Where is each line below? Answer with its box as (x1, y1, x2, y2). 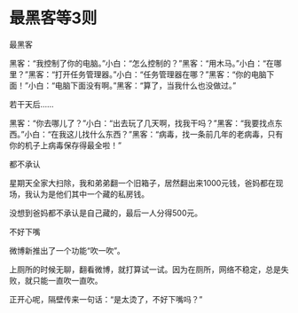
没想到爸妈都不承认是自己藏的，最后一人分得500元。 (9, 207, 202, 218)
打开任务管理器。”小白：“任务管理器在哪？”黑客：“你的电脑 (54, 68, 267, 80)
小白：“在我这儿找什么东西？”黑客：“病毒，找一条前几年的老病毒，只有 (24, 129, 284, 139)
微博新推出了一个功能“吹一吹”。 (9, 245, 126, 255)
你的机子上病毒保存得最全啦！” (9, 139, 122, 151)
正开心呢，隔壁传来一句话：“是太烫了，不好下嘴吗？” (9, 293, 203, 304)
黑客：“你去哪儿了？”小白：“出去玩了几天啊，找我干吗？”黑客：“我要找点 (9, 117, 275, 129)
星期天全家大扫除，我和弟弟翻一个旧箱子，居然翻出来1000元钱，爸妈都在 (9, 177, 277, 188)
